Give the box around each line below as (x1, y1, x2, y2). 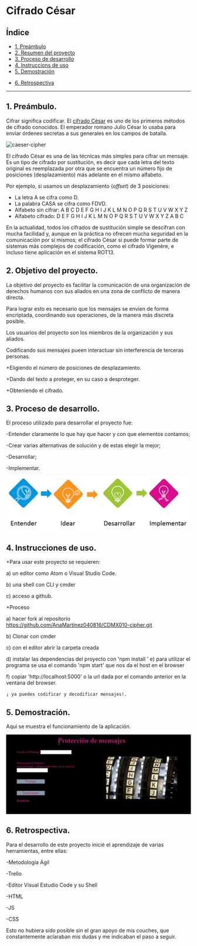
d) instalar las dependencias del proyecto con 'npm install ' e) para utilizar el (6, 655, 191, 663)
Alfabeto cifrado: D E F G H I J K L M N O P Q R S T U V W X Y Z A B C (14, 212, 184, 219)
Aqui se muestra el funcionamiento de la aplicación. (6, 723, 131, 730)
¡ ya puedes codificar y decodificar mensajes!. (6, 692, 127, 697)
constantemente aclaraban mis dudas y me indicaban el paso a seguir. (6, 933, 176, 940)
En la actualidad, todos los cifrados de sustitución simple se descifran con (6, 224, 186, 231)
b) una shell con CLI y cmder (6, 581, 76, 588)
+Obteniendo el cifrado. (6, 387, 64, 394)
